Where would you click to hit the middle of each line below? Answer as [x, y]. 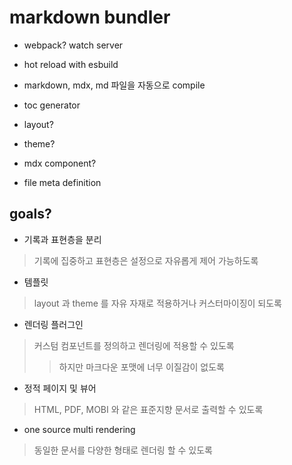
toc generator [52, 105]
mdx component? [60, 163]
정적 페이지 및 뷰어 [60, 388]
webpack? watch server [73, 45]
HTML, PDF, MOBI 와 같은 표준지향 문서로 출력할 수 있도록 [148, 409]
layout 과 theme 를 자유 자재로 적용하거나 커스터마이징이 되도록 [157, 303]
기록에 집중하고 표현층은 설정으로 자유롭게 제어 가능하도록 [146, 260]
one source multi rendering [79, 429]
